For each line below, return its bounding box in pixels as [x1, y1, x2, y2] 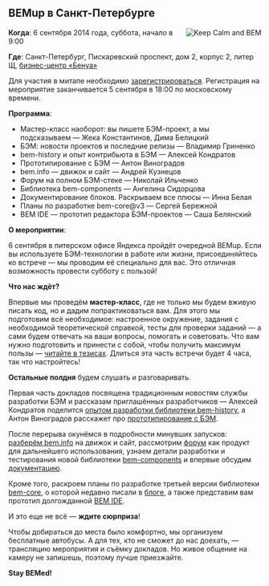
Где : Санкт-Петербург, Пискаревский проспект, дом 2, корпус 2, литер [8, 51, 255, 61]
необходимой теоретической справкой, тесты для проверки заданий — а [8, 323, 262, 332]
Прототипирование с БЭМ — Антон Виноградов [19, 158, 185, 168]
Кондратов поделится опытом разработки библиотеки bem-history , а [8, 405, 247, 414]
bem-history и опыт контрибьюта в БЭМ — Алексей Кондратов [19, 149, 236, 159]
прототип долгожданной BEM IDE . [8, 495, 125, 505]
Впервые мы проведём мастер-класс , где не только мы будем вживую [8, 297, 257, 307]
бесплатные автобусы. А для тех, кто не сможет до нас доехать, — [8, 535, 239, 545]
